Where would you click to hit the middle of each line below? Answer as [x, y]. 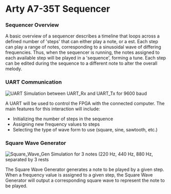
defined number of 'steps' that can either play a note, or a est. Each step [82, 42]
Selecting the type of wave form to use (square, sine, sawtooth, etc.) [85, 129]
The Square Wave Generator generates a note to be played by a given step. [85, 169]
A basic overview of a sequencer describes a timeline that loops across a [82, 36]
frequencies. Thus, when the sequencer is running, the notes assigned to [82, 52]
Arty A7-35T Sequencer [58, 9]
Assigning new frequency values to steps [56, 124]
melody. [14, 69]
